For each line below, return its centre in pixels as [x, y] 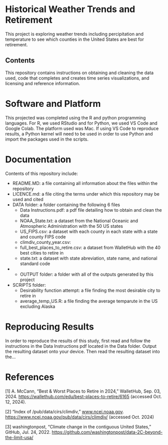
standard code [35, 264]
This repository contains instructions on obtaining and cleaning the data [79, 73]
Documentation [38, 159]
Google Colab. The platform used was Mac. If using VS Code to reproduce [82, 128]
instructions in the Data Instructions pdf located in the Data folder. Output [81, 346]
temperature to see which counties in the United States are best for [75, 39]
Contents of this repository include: [42, 173]
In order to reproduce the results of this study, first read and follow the [78, 341]
